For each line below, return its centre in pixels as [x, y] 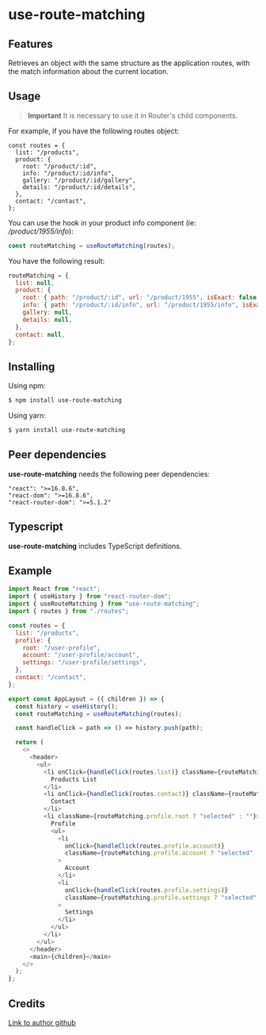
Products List [74, 779]
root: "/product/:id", [60, 166]
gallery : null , [47, 313]
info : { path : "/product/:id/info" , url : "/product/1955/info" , [131, 305]
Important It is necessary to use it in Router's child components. [133, 115]
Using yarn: [27, 415]
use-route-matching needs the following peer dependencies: [109, 473]
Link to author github [42, 1023]
